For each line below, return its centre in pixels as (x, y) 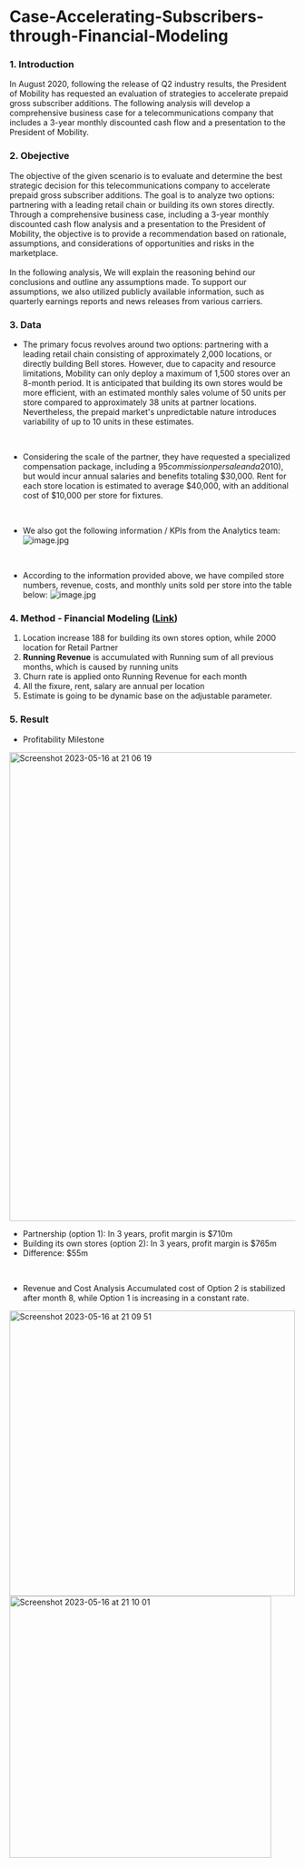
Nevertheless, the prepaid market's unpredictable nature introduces (149, 412)
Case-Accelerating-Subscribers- (137, 17)
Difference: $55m (55, 1253)
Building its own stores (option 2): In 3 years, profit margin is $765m (149, 1243)
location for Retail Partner (70, 647)
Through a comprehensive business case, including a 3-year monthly (139, 214)
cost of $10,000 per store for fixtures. (93, 496)
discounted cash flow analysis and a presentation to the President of (138, 223)
